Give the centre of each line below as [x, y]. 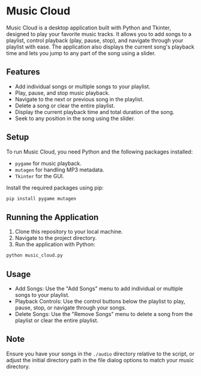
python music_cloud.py [34, 255]
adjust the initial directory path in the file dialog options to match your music [100, 360]
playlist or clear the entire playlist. [57, 320]
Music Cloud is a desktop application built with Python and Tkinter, [89, 28]
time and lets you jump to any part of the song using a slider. [81, 53]
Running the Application [52, 217]
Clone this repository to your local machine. [69, 231]
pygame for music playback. [48, 163]
